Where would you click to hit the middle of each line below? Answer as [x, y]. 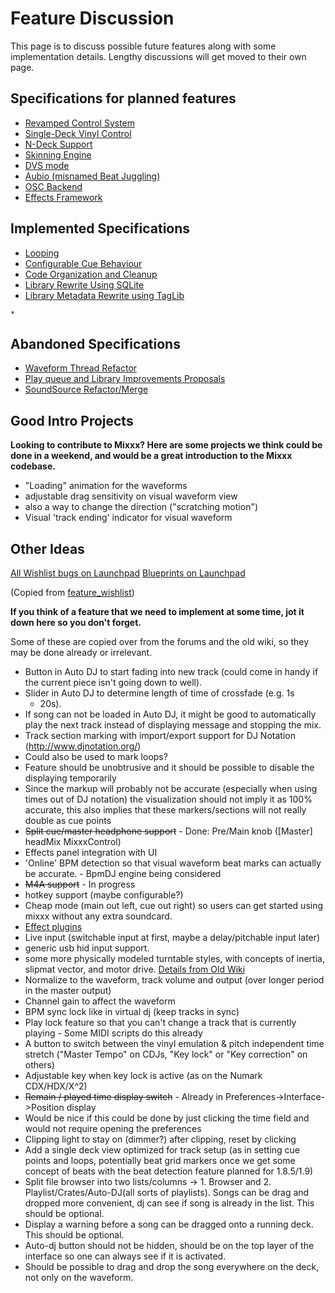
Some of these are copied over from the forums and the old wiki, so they [160, 641]
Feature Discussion [92, 18]
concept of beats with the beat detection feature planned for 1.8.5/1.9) [169, 1171]
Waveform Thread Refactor [81, 368]
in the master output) [68, 990]
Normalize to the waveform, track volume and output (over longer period [174, 980]
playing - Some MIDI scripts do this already [113, 1033]
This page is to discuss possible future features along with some [143, 46]
